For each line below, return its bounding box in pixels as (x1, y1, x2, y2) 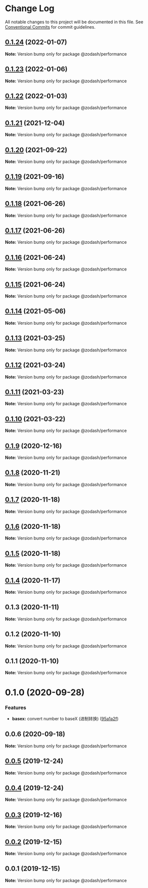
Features (5, 704, 27, 711)
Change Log (5, 3, 54, 14)
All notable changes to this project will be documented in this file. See (5, 19, 144, 25)
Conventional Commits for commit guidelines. (5, 24, 95, 30)
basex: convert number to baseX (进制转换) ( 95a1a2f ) (12, 715, 119, 721)
